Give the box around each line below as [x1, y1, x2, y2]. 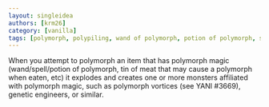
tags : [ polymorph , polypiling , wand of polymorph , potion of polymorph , [8, 34, 256, 42]
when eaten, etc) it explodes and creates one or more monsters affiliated [8, 73, 248, 82]
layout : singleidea [8, 11, 74, 20]
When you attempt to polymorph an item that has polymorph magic [8, 56, 230, 65]
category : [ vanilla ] [8, 26, 78, 34]
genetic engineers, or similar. [8, 89, 104, 100]
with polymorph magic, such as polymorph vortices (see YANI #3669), [8, 81, 242, 91]
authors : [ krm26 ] [8, 19, 66, 27]
